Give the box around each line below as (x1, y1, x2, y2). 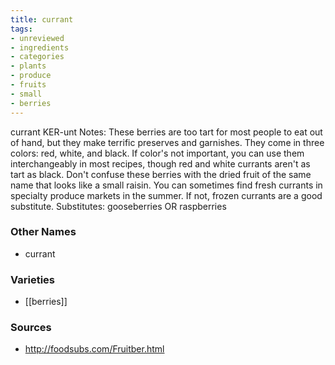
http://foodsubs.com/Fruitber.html (24, 343, 165, 355)
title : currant (10, 14, 74, 25)
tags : (10, 24, 33, 34)
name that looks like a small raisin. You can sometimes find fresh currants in (10, 179, 323, 191)
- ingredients (10, 42, 70, 53)
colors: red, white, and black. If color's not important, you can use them (10, 147, 305, 159)
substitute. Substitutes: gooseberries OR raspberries (10, 200, 227, 212)
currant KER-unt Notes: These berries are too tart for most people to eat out (10, 126, 323, 138)
